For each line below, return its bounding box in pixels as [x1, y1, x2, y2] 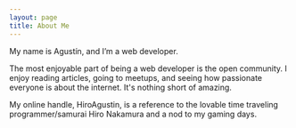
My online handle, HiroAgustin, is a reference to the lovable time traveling [9, 99, 279, 109]
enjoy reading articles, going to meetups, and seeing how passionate [9, 72, 263, 83]
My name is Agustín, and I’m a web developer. [9, 45, 178, 56]
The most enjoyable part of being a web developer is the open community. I [9, 63, 287, 74]
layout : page [9, 12, 58, 22]
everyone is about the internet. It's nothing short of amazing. [9, 82, 232, 92]
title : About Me [9, 21, 70, 30]
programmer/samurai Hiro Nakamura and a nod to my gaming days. [9, 108, 257, 119]
